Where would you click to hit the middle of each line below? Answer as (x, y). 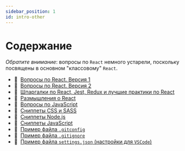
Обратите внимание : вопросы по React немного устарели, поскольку (92, 62)
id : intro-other (25, 17)
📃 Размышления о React (45, 98)
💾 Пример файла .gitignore (49, 136)
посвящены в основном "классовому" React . (62, 68)
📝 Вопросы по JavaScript (46, 104)
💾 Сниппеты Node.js (40, 117)
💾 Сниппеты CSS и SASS (45, 111)
